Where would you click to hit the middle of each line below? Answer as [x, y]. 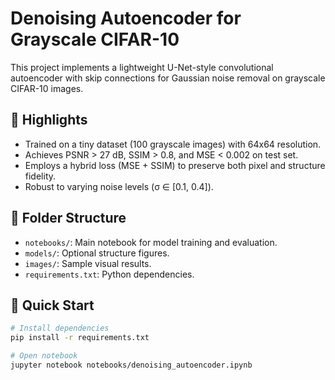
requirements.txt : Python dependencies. [109, 274]
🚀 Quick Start [52, 305]
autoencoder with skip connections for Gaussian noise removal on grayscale [168, 78]
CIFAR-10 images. [47, 88]
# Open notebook [44, 356]
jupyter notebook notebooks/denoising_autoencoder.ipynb [131, 365]
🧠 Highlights [49, 120]
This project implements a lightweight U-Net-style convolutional [142, 67]
